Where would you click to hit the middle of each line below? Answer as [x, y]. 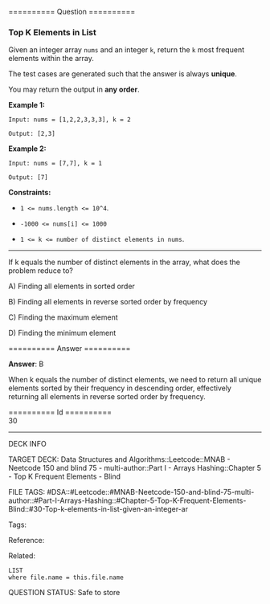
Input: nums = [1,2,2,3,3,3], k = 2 [70, 120]
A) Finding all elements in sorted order [72, 286]
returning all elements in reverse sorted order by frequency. [107, 397]
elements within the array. [51, 59]
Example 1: [27, 105]
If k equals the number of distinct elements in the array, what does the [125, 262]
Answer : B [26, 364]
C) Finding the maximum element [63, 317]
